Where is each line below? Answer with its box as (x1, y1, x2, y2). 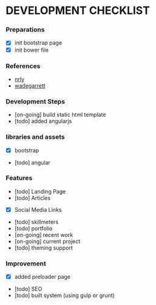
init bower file (14, 46, 49, 54)
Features (5, 174, 33, 183)
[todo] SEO (14, 286, 42, 293)
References (5, 61, 41, 70)
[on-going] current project (14, 237, 81, 245)
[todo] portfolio (14, 225, 53, 232)
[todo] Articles (14, 194, 51, 202)
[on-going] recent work (14, 231, 73, 238)
